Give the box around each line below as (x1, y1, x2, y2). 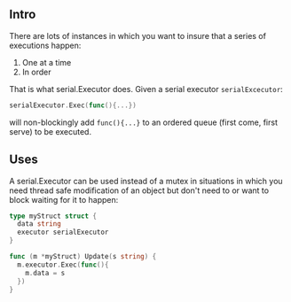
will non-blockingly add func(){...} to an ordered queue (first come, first (9, 117, 278, 128)
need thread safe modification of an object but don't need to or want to (9, 185, 269, 196)
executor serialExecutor (17, 228, 109, 237)
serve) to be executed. (9, 126, 91, 136)
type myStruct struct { (9, 212, 98, 221)
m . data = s (25, 268, 66, 277)
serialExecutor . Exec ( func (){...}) (9, 101, 138, 110)
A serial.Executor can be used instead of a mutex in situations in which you (9, 175, 283, 186)
